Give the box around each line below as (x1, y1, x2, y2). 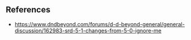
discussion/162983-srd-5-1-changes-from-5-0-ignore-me (14, 27, 162, 34)
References (5, 5, 51, 15)
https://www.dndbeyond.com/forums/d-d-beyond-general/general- (14, 20, 186, 27)
